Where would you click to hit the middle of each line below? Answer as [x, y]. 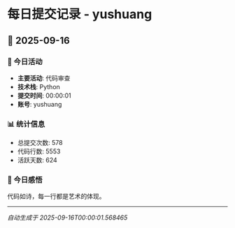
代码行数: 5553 [39, 151]
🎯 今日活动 [25, 61]
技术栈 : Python [39, 86]
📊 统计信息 [26, 124]
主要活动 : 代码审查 [44, 78]
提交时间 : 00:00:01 [44, 96]
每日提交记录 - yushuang [80, 14]
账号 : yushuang [40, 104]
